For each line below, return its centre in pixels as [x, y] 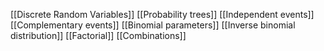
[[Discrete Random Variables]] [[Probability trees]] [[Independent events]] [162, 14]
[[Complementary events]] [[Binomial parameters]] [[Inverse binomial [153, 25]
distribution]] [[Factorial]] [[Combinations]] [98, 35]
